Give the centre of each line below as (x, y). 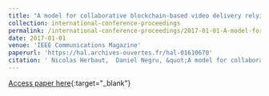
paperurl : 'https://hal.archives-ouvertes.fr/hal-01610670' (111, 53)
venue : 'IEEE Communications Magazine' (75, 46)
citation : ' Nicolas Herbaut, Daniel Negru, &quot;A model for (118, 61)
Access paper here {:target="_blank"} (70, 83)
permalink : (26, 30)
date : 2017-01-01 (37, 38)
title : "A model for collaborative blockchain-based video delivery (125, 16)
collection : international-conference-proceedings (94, 23)
